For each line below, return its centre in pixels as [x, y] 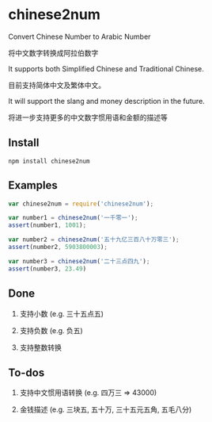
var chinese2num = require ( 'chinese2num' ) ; [81, 204]
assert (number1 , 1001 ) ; [47, 225]
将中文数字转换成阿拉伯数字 [53, 52]
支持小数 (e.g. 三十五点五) [62, 313]
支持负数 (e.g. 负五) [51, 330]
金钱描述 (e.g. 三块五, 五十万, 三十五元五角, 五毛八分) [106, 409]
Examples [33, 185]
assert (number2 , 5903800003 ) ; [58, 247]
